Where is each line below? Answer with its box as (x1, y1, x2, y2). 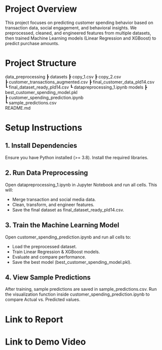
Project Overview (5, 3, 77, 15)
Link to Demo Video (5, 336, 86, 347)
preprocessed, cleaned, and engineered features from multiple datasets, (5, 30, 151, 36)
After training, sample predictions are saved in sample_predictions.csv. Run (5, 286, 157, 292)
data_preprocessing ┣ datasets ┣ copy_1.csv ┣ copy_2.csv (5, 73, 121, 79)
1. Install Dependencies (5, 141, 77, 150)
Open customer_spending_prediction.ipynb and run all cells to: (5, 234, 131, 240)
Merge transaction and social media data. (12, 196, 96, 202)
